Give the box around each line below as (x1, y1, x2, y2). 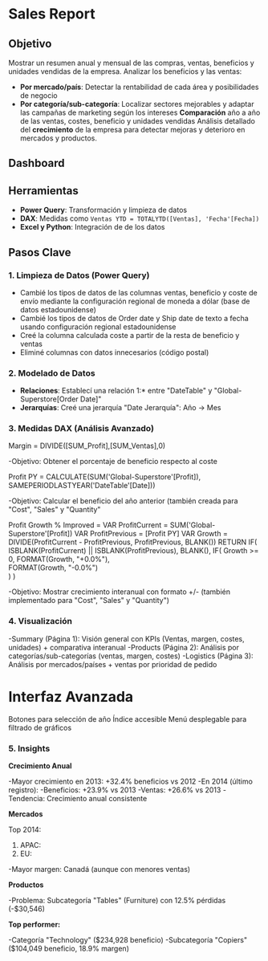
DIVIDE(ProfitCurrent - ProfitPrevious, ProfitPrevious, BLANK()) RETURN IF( (8, 537, 258, 547)
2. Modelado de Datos (8, 367, 95, 378)
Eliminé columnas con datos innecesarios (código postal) (19, 347, 209, 357)
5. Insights (8, 743, 51, 754)
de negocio (19, 91, 58, 100)
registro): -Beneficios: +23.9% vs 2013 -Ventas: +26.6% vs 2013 (8, 785, 221, 795)
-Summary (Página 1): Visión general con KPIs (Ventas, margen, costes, (8, 633, 245, 643)
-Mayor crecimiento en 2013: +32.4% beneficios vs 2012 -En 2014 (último (8, 776, 253, 787)
